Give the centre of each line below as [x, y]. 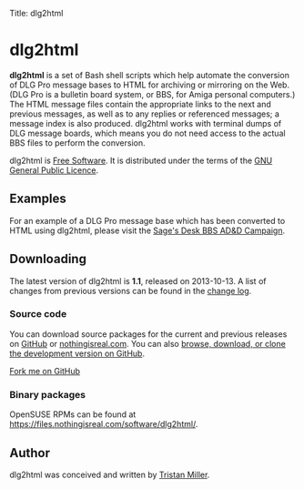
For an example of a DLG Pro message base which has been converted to [147, 220]
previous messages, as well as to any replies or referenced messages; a [145, 114]
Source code [38, 314]
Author [30, 453]
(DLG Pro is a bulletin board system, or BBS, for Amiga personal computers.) [152, 94]
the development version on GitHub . [77, 353]
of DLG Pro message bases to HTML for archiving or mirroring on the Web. [149, 85]
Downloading [48, 259]
